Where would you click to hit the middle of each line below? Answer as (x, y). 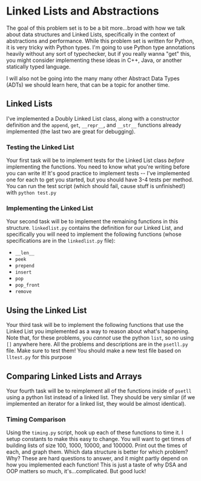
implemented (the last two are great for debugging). (71, 131)
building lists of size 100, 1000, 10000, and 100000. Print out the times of (97, 446)
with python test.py (31, 193)
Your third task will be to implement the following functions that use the (95, 325)
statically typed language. (38, 66)
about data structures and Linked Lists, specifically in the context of (91, 34)
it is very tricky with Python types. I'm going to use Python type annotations (101, 47)
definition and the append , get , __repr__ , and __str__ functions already (94, 125)
